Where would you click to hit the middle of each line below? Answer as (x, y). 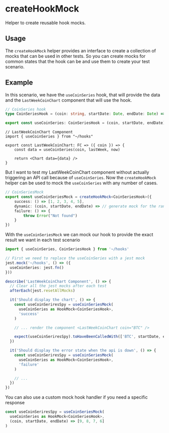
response (15, 403)
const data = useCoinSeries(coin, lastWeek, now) (67, 150)
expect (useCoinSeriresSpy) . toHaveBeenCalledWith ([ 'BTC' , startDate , (88, 337)
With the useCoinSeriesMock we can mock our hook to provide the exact (79, 235)
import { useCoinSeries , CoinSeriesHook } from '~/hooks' (67, 249)
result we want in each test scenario (43, 240)
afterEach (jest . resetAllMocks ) (43, 291)
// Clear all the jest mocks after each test (58, 286)
